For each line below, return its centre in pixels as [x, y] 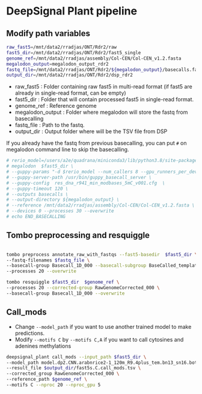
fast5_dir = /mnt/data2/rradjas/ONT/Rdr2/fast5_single [74, 52]
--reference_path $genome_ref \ [47, 380]
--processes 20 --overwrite [41, 271]
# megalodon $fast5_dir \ [40, 166]
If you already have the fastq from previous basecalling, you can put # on [96, 143]
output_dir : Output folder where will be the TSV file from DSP [91, 131]
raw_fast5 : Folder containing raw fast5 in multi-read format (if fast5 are [103, 87]
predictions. [30, 333]
